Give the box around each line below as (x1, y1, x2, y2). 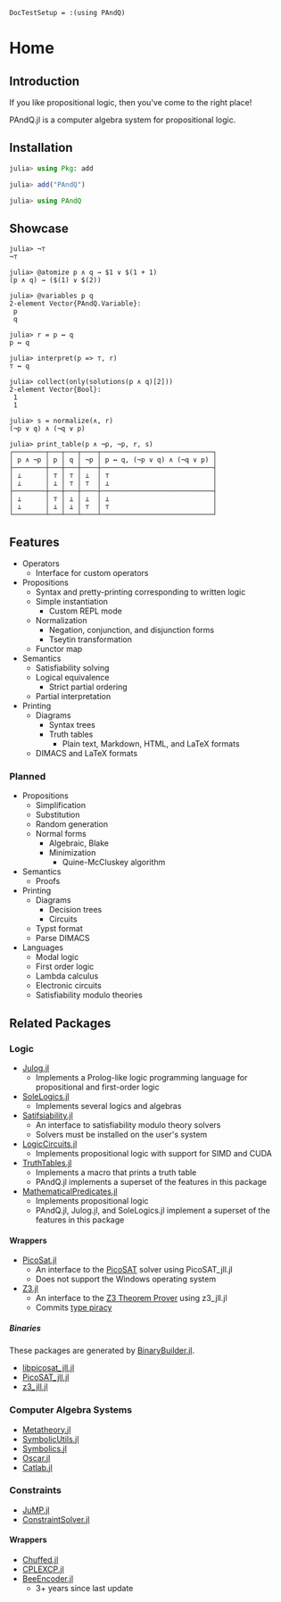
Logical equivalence (35, 672, 110, 683)
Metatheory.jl (21, 1424, 71, 1435)
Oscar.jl (21, 1452, 51, 1464)
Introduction (9, 73, 80, 88)
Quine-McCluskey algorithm (62, 857, 166, 868)
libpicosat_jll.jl (21, 1363, 75, 1373)
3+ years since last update (35, 1583, 134, 1594)
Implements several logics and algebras (35, 1101, 182, 1112)
